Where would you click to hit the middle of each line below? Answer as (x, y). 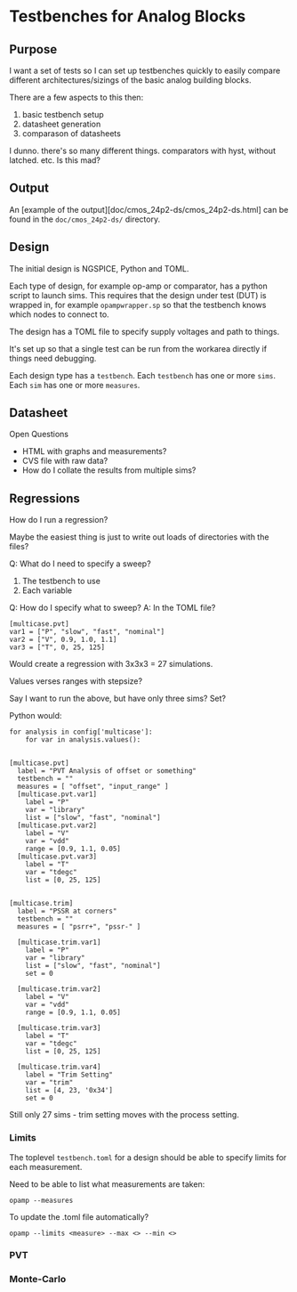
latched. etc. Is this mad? (55, 160)
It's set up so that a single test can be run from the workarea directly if (138, 348)
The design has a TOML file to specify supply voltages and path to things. (144, 331)
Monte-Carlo (38, 1280)
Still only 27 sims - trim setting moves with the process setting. (124, 1115)
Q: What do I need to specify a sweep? (80, 564)
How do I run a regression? (59, 520)
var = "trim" (49, 1083)
